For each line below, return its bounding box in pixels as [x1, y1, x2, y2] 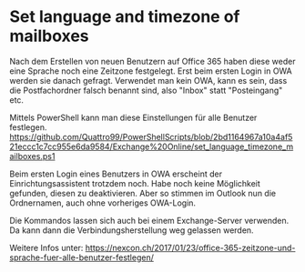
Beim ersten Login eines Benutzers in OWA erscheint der [9, 168, 223, 179]
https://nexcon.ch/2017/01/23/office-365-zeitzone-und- [85, 242, 296, 253]
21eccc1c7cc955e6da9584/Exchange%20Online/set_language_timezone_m [9, 141, 294, 152]
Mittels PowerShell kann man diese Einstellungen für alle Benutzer [9, 112, 258, 123]
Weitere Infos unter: [9, 242, 84, 253]
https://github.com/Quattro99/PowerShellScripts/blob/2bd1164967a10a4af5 [9, 131, 293, 142]
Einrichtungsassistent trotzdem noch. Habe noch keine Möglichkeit [9, 177, 261, 188]
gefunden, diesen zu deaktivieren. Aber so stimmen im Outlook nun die [9, 187, 276, 198]
